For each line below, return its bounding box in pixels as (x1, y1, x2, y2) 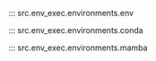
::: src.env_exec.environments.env (8, 8, 134, 18)
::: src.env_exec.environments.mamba (8, 42, 148, 53)
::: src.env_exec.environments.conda (8, 25, 144, 35)
